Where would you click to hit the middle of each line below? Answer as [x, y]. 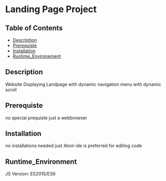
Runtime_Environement [37, 56]
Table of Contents [34, 28]
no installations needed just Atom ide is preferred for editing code [74, 146]
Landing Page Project [51, 9]
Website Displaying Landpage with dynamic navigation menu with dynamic [83, 84]
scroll [11, 89]
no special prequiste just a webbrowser [46, 118]
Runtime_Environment [41, 162]
